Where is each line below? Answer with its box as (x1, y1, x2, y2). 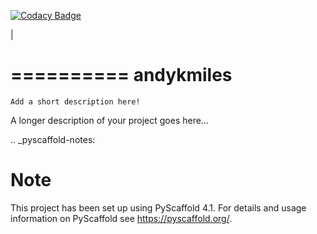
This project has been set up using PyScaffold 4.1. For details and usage (10, 201, 307, 214)
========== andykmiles (10, 64, 233, 87)
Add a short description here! (10, 96, 141, 107)
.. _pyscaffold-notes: (10, 133, 96, 145)
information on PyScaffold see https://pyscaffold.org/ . (10, 212, 233, 224)
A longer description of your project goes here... (10, 114, 209, 126)
